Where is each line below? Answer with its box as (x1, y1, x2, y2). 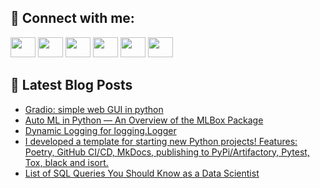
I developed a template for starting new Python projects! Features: (24, 135, 298, 147)
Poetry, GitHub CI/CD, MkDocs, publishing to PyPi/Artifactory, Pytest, (24, 146, 310, 158)
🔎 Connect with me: (10, 10, 135, 27)
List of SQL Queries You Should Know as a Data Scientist (24, 167, 260, 179)
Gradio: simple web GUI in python (24, 103, 164, 115)
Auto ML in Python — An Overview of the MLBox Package (24, 114, 264, 126)
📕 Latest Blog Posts (10, 77, 133, 94)
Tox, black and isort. (24, 156, 109, 168)
